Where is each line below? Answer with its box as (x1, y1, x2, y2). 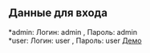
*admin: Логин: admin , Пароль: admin (8, 27, 138, 36)
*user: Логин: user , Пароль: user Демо (8, 36, 142, 45)
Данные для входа (8, 6, 108, 20)
